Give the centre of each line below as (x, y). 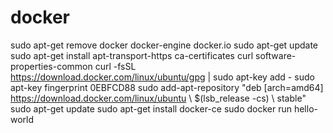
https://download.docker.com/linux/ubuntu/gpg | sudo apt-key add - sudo (162, 77)
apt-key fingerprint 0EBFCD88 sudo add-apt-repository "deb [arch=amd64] (167, 87)
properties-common (51, 66)
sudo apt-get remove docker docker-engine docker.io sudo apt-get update (164, 45)
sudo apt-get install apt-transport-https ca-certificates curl (132, 55)
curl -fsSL (115, 66)
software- (276, 55)
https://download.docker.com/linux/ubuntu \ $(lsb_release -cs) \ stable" (158, 98)
